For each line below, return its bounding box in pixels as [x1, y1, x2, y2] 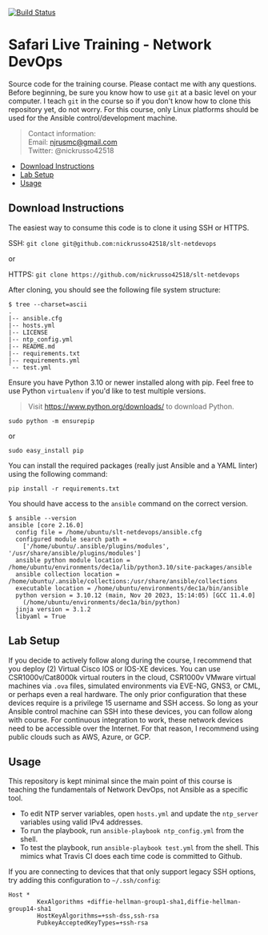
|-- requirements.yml [8, 357, 81, 365]
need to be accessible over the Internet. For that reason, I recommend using [8, 723, 259, 733]
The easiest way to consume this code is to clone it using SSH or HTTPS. [8, 223, 250, 232]
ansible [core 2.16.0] [8, 521, 84, 529]
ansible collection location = [15, 570, 120, 578]
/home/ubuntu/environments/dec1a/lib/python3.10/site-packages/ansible [8, 563, 252, 571]
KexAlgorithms [37, 898, 84, 906]
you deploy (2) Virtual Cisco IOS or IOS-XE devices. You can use [8, 663, 222, 673]
